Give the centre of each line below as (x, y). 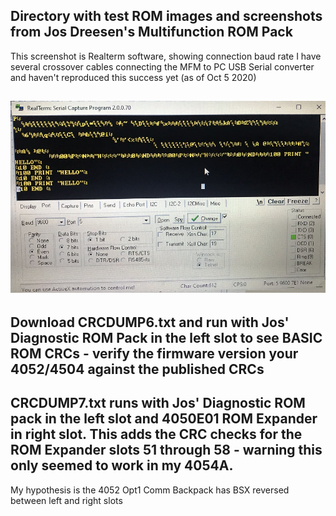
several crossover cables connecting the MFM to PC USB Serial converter (162, 66)
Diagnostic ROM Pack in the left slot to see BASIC (166, 337)
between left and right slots (66, 500)
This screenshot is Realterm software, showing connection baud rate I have (166, 56)
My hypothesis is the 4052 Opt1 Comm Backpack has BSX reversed (150, 490)
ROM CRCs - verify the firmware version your (154, 353)
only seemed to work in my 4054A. (122, 465)
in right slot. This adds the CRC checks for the (156, 434)
